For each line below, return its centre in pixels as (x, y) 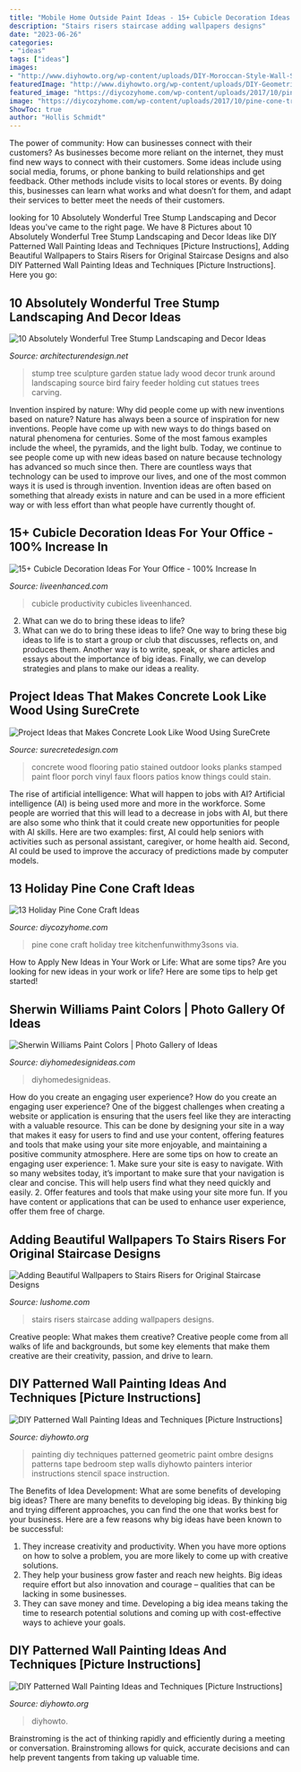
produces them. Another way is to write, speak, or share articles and (149, 649)
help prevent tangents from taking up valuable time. (104, 1757)
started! (24, 981)
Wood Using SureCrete (75, 710)
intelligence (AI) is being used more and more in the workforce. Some (138, 803)
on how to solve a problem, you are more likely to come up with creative (155, 1555)
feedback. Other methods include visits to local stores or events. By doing (146, 181)
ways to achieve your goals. (74, 1622)
